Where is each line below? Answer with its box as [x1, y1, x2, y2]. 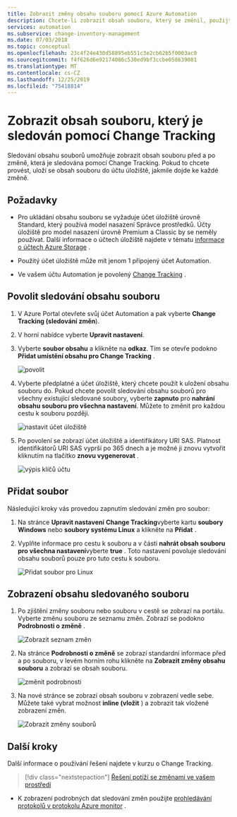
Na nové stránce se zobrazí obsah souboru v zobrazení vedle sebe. [17, 691, 214, 700]
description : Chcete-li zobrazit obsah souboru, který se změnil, [7, 17, 207, 24]
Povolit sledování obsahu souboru [7, 291, 160, 303]
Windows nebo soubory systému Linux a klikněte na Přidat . [17, 525, 197, 533]
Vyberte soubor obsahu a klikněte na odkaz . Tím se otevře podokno [17, 344, 217, 353]
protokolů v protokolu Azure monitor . [17, 801, 127, 810]
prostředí [24, 780, 51, 789]
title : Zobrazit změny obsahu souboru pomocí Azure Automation [7, 10, 197, 18]
